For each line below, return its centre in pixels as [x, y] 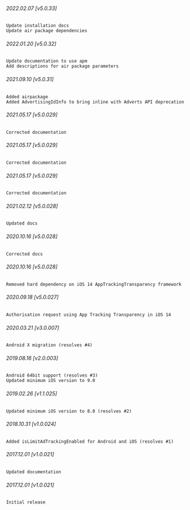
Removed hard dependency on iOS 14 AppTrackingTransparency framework [94, 284]
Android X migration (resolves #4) [49, 345]
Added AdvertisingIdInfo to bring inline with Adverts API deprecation [95, 102]
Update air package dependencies [47, 31]
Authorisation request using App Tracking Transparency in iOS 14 [89, 315]
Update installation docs [37, 26]
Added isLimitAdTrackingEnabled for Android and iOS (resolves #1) [90, 442]
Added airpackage [27, 97]
